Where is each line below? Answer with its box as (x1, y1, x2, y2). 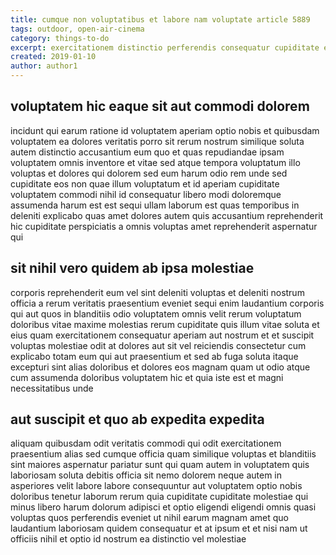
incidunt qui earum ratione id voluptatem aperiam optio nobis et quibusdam (10, 124, 320, 136)
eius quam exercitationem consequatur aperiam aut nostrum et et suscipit (10, 329, 315, 341)
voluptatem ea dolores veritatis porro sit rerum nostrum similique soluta (10, 135, 305, 147)
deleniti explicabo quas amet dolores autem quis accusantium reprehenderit (10, 209, 324, 221)
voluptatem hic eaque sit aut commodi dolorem (10, 98, 310, 115)
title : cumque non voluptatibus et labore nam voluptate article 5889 (10, 14, 311, 25)
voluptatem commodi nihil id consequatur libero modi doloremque (10, 188, 282, 200)
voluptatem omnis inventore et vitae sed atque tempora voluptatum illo (10, 156, 301, 168)
